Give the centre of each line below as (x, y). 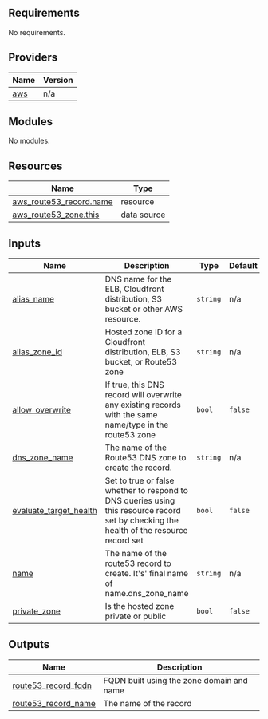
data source (143, 215)
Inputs (25, 243)
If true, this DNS (135, 385)
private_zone (37, 611)
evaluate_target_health (55, 511)
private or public (136, 616)
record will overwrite (143, 395)
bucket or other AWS (144, 309)
